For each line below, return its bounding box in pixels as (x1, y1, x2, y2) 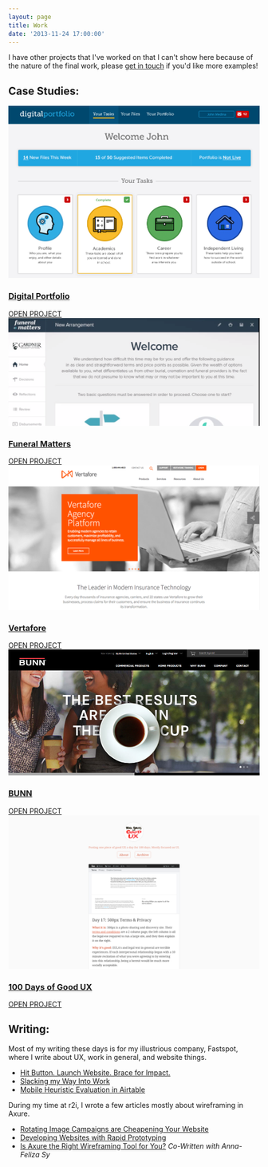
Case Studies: (8, 84, 80, 97)
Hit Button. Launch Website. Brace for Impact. (19, 1067, 171, 1078)
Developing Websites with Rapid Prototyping (19, 1133, 167, 1142)
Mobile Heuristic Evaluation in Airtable (19, 1085, 146, 1094)
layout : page (8, 13, 52, 21)
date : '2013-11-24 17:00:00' (8, 30, 105, 38)
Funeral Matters (8, 438, 72, 449)
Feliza (19, 1149, 40, 1159)
